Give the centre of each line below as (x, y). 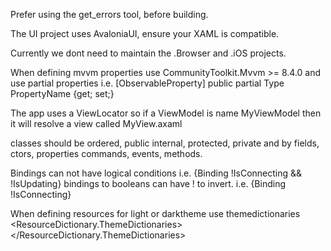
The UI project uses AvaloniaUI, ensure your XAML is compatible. (145, 33)
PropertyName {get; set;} (62, 93)
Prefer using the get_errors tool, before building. (109, 14)
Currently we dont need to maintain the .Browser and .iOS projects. (148, 53)
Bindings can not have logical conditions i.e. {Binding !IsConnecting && (156, 173)
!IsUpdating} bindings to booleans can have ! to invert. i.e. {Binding (148, 183)
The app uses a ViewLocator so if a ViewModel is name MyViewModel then (166, 113)
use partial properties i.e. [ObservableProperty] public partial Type (147, 83)
